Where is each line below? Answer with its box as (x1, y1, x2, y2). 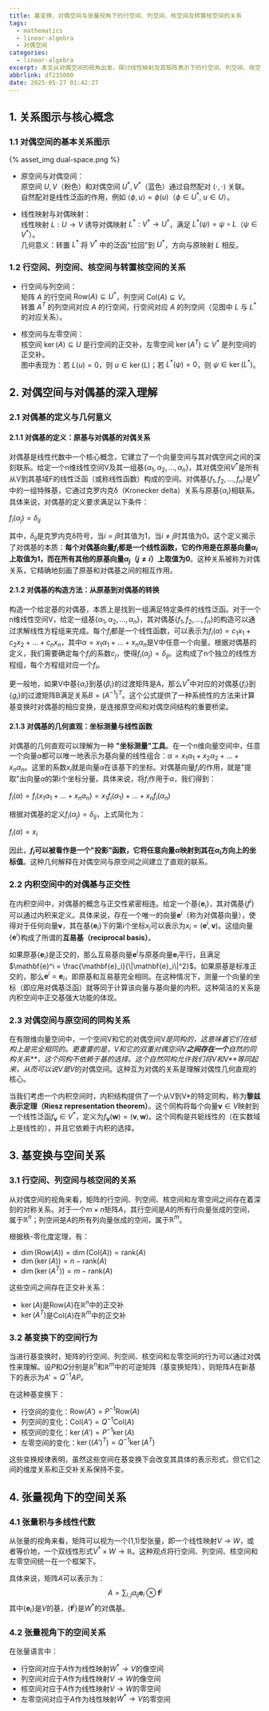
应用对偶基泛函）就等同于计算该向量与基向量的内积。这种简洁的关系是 (30, 983, 261, 992)
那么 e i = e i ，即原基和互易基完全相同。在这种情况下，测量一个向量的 (30, 970, 254, 983)
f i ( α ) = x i (9, 827, 38, 838)
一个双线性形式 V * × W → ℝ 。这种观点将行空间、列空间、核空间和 (43, 1545, 259, 1556)
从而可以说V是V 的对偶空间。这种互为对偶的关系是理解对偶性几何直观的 (22, 1064, 257, 1074)
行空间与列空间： (20, 281, 77, 291)
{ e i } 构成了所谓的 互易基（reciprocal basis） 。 (9, 931, 156, 942)
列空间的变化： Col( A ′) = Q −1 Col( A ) (20, 1416, 135, 1427)
